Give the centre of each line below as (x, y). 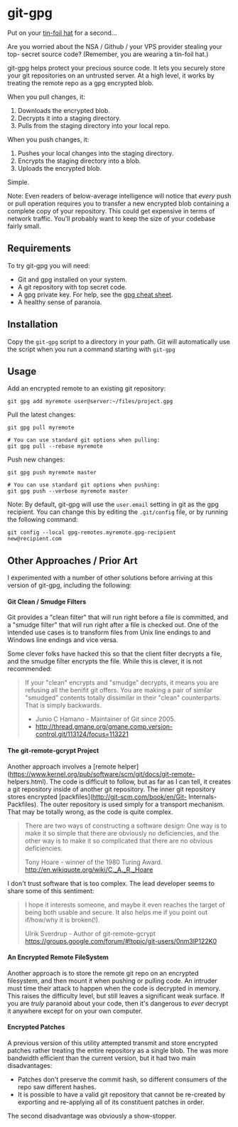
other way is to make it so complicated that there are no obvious (119, 840)
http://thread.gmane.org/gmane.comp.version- (104, 727)
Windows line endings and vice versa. (63, 640)
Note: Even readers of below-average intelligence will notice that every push (119, 196)
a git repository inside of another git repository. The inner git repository (112, 789)
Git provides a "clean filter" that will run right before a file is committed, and (118, 617)
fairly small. (24, 226)
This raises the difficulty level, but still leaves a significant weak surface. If (116, 995)
